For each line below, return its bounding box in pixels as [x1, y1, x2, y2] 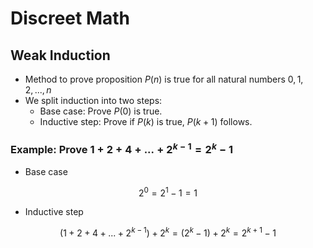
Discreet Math [10, 7, 131, 30]
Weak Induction [10, 47, 111, 64]
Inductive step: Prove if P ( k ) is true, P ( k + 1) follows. [39, 116, 253, 127]
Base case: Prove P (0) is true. [39, 105, 163, 117]
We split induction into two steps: [24, 95, 163, 106]
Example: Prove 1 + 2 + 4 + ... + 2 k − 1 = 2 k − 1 [10, 140, 234, 157]
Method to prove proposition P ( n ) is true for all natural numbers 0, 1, [24, 73, 304, 85]
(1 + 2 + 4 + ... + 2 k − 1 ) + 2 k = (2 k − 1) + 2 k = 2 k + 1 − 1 [59, 225, 277, 239]
